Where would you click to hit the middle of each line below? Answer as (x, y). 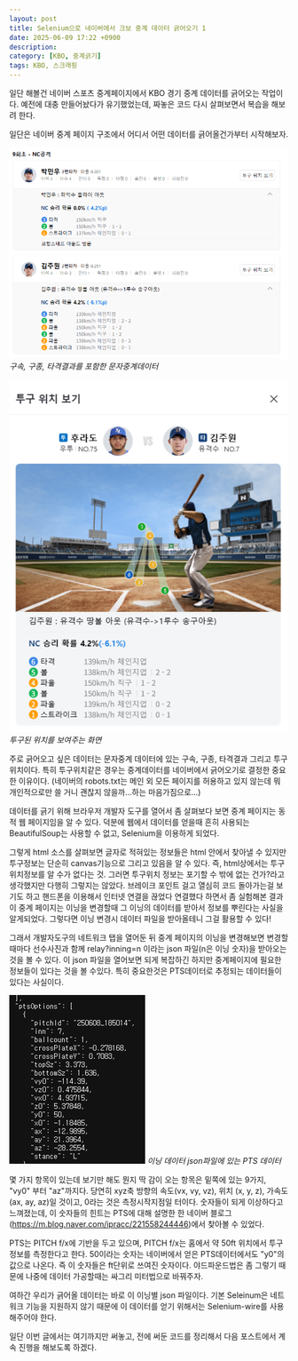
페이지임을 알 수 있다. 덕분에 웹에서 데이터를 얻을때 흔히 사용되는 (139, 823)
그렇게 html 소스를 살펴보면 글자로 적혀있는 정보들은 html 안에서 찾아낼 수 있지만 (148, 852)
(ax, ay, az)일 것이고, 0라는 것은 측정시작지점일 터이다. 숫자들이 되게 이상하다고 (146, 1202)
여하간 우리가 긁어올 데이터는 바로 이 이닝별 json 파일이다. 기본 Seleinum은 (139, 1295)
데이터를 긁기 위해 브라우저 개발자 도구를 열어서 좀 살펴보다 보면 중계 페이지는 (143, 811)
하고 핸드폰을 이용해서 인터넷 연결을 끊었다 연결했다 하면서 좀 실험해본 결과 (154, 896)
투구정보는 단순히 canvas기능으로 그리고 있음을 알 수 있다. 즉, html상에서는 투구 (147, 864)
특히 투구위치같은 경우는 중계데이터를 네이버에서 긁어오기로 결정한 (156, 770)
